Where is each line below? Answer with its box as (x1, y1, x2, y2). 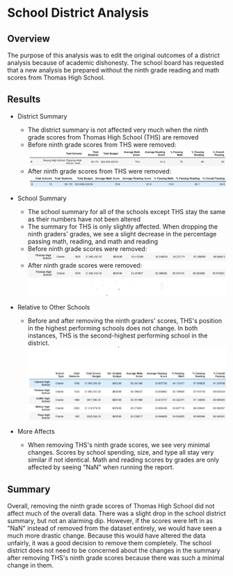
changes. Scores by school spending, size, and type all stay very (27, 448, 214, 457)
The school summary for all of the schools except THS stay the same (27, 208, 226, 216)
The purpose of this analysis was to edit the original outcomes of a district (7, 51, 220, 59)
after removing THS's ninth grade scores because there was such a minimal (7, 554, 225, 562)
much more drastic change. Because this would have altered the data (7, 531, 207, 540)
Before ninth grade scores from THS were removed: (27, 140, 177, 149)
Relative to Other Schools (17, 303, 90, 312)
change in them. (7, 561, 54, 570)
